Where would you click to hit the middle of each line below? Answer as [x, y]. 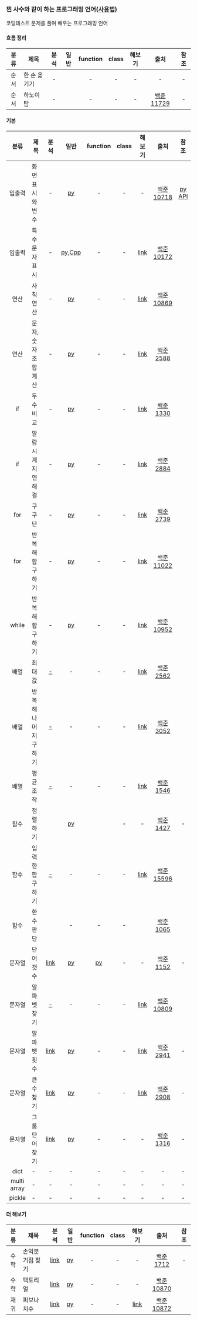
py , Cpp [71, 252]
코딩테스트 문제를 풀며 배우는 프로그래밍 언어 [57, 23]
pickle [18, 1197]
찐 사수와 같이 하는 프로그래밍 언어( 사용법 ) [62, 9]
